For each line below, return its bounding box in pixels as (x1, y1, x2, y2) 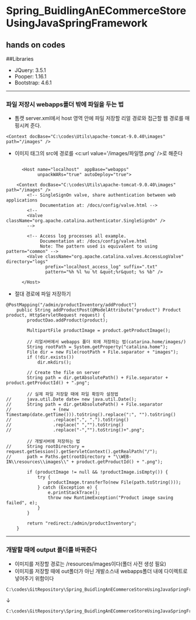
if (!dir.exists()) (27, 354, 75, 361)
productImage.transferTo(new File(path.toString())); (47, 479, 181, 485)
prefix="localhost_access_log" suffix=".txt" (45, 264, 158, 270)
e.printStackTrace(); (47, 490, 100, 496)
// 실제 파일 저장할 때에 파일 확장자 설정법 (27, 391, 118, 398)
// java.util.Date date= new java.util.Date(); (6, 396, 137, 402)
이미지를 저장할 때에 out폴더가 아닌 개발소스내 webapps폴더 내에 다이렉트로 (14, 567, 188, 574)
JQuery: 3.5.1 (14, 67, 46, 74)
